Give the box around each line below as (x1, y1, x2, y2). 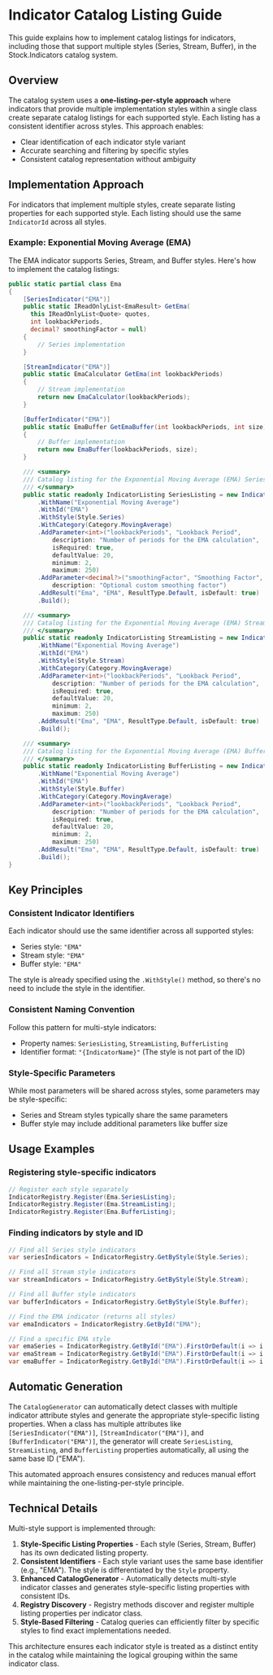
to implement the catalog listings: (8, 264, 119, 274)
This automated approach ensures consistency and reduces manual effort (8, 1469, 256, 1479)
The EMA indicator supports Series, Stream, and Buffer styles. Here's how (8, 255, 257, 265)
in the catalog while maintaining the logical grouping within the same (8, 1650, 238, 1660)
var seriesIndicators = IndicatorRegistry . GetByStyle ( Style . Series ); (8, 1253, 249, 1261)
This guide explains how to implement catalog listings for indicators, (8, 33, 236, 42)
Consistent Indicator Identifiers (8, 908, 135, 919)
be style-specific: (8, 1094, 67, 1104)
